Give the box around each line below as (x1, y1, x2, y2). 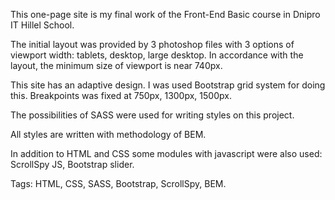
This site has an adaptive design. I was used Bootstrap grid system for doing (10, 79, 326, 91)
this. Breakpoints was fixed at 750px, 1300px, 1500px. (10, 90, 232, 101)
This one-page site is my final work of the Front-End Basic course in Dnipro (10, 9, 321, 20)
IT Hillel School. (10, 19, 75, 31)
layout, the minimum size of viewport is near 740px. (10, 60, 223, 71)
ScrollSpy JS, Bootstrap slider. (10, 159, 135, 170)
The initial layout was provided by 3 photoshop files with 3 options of (10, 39, 295, 50)
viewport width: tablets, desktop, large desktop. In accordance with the (10, 49, 304, 61)
